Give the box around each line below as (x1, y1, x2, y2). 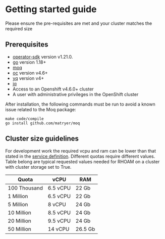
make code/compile (5, 116, 44, 121)
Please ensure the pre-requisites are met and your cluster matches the (5, 20, 152, 26)
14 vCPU (47, 225, 70, 232)
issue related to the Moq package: (5, 106, 77, 112)
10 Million (8, 209, 32, 216)
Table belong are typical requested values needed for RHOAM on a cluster (5, 158, 160, 165)
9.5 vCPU (47, 217, 71, 224)
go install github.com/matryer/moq (5, 120, 80, 126)
